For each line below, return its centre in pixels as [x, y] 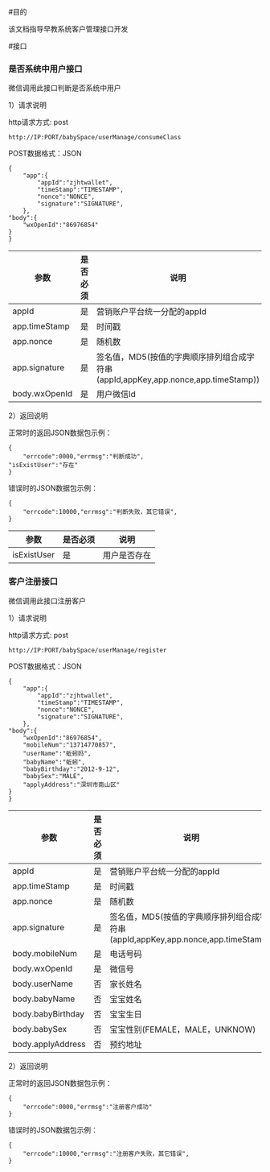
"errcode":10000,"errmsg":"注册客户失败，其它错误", [106, 1153]
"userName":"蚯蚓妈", [57, 753]
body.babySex [39, 1029]
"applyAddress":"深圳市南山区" [72, 785]
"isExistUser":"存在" [43, 466]
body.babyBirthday [48, 1013]
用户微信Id [116, 395]
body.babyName [44, 999]
